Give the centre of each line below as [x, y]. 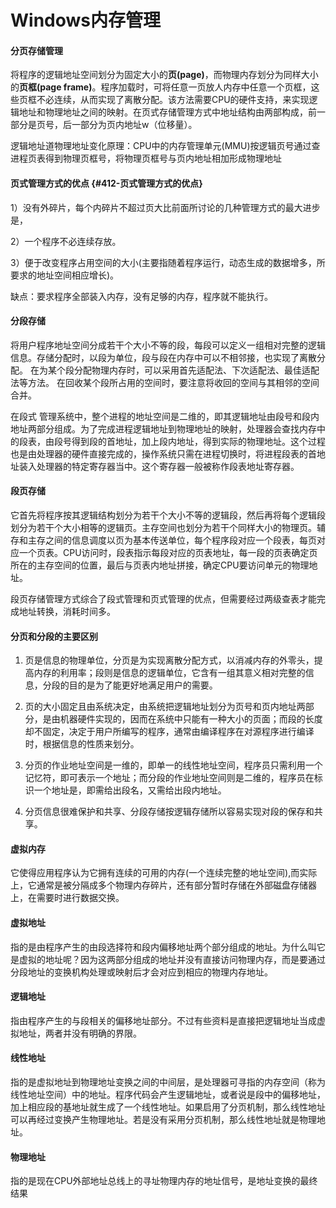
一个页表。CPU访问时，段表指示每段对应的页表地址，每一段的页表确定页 [168, 552]
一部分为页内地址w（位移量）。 [134, 125]
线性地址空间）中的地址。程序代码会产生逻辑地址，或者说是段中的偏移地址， [168, 1095]
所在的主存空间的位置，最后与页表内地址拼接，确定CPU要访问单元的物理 [160, 565]
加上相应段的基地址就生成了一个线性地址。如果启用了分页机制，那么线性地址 [168, 1107]
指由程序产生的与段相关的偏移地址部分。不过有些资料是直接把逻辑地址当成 [163, 1020]
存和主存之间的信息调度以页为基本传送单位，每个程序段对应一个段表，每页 [163, 540]
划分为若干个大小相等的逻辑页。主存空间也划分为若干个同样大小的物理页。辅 [168, 527]
